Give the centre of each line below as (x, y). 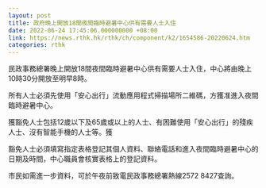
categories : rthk (37, 45)
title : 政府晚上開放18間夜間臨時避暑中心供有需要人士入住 (92, 23)
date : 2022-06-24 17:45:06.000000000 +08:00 (83, 30)
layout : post (30, 15)
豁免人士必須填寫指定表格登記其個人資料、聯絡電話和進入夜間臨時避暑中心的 (133, 149)
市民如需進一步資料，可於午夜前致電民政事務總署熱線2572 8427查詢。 (123, 176)
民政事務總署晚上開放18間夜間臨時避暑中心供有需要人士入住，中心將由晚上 (130, 69)
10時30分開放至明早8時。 (50, 79)
